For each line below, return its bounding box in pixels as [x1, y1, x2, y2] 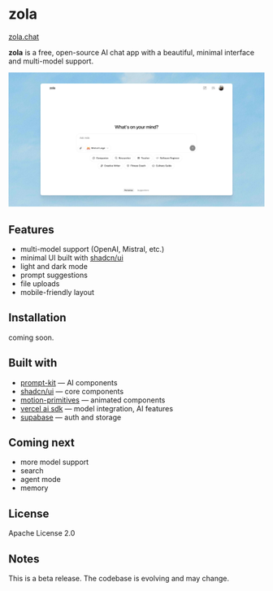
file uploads [19, 279, 60, 289]
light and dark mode [19, 262, 88, 272]
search [19, 466, 44, 476]
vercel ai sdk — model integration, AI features [19, 403, 173, 413]
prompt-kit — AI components [19, 377, 118, 387]
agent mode [19, 475, 61, 485]
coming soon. [8, 332, 54, 342]
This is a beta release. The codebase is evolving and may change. [8, 574, 230, 584]
